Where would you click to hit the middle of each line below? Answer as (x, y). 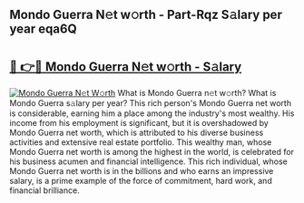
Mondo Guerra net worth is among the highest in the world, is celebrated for (152, 152)
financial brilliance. (44, 190)
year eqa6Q (43, 29)
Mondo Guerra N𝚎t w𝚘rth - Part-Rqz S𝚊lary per (146, 15)
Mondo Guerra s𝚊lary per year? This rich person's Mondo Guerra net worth (151, 103)
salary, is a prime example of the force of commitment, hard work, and (141, 181)
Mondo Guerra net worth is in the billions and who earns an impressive (142, 171)
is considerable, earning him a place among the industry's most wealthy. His (152, 113)
